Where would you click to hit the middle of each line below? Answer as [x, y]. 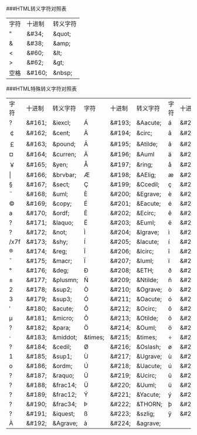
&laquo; [63, 222]
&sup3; [62, 299]
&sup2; [62, 290]
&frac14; [65, 385]
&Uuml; [146, 385]
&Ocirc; [147, 309]
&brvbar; [64, 175]
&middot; [65, 337]
